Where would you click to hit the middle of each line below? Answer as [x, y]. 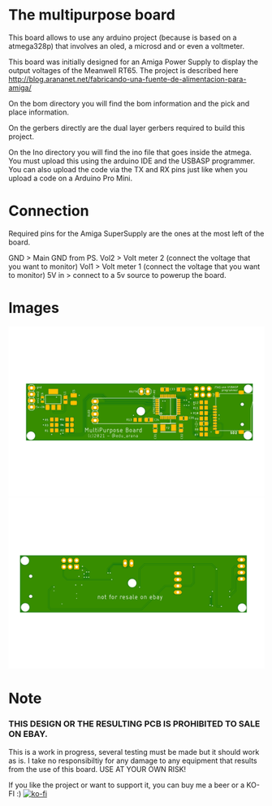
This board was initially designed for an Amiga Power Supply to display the [133, 62]
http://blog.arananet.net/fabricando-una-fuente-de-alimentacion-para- [127, 79]
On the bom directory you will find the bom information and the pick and [129, 103]
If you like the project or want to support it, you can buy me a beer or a [127, 785]
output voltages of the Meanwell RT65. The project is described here [123, 70]
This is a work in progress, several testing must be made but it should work [134, 752]
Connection [49, 211]
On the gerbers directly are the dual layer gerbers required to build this [127, 128]
